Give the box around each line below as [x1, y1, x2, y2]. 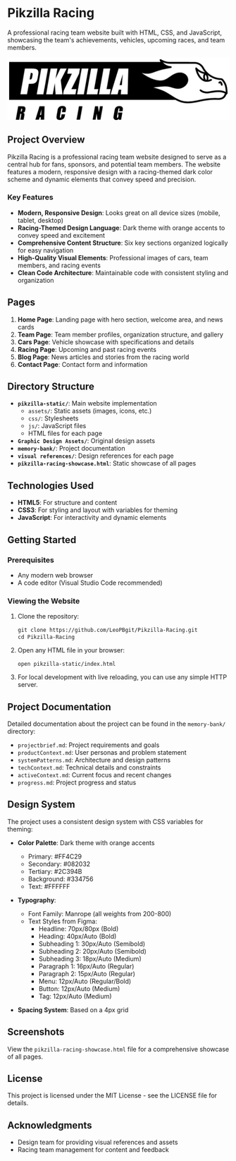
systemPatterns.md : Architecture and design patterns [17, 756, 171, 765]
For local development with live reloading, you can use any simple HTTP [17, 673, 228, 681]
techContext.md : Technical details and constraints [17, 763, 161, 772]
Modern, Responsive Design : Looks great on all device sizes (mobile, [17, 208, 221, 217]
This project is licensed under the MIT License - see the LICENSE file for [7, 1091, 217, 1100]
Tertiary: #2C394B [27, 867, 82, 875]
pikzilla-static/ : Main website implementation [17, 399, 157, 408]
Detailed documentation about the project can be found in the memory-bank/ [7, 719, 226, 728]
